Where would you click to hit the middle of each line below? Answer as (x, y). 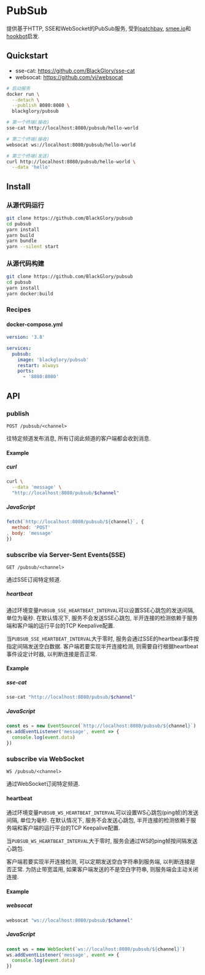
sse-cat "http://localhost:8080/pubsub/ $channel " (71, 697)
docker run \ (23, 94)
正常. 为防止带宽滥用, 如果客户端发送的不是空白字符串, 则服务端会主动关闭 (105, 869)
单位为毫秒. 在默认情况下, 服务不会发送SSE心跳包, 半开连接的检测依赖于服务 (102, 618)
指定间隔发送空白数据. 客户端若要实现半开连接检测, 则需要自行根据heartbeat (102, 646)
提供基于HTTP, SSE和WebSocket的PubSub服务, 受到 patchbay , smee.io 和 (99, 28)
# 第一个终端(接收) (28, 122)
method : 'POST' (31, 527)
